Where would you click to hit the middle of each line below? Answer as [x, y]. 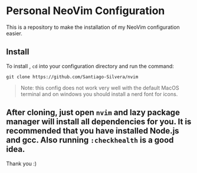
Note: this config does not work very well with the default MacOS [100, 88]
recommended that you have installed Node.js [93, 131]
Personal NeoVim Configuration [86, 11]
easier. [14, 33]
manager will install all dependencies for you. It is [99, 122]
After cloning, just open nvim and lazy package [93, 113]
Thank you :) [22, 164]
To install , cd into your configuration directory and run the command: [90, 66]
